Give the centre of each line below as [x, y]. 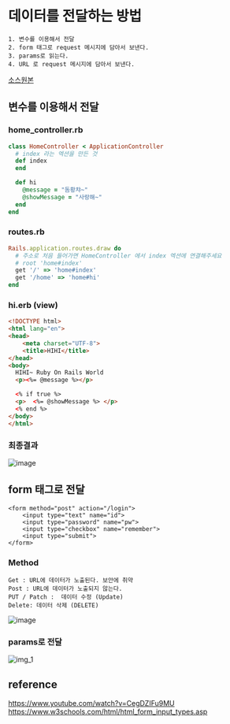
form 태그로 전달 [46, 490]
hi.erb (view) [33, 305]
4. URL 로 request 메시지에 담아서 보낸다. [72, 64]
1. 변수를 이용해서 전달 [41, 39]
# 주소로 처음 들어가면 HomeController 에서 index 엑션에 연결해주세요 [119, 256]
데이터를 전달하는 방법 [75, 16]
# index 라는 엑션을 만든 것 [56, 154]
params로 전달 [35, 641]
